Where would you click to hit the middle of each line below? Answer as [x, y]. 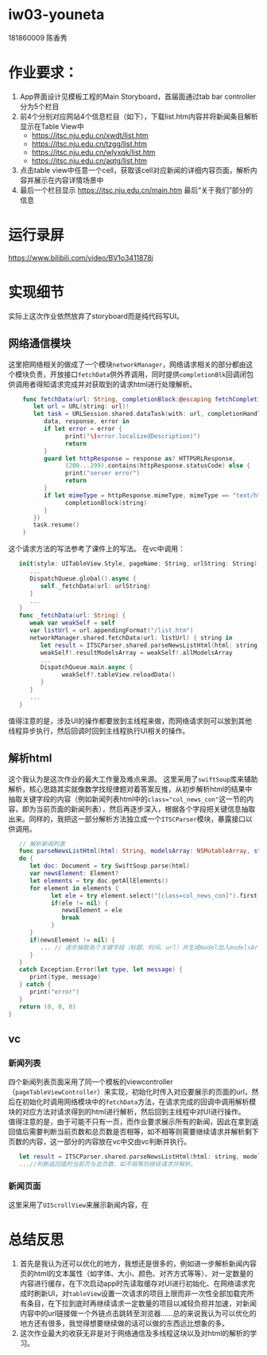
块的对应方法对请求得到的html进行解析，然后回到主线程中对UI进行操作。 [127, 1112]
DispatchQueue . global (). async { [83, 578]
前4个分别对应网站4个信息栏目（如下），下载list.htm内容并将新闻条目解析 [139, 116]
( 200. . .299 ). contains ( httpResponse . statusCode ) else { [157, 466]
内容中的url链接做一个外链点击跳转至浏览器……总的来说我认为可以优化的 [138, 1314]
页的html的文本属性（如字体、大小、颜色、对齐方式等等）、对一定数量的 [137, 1274]
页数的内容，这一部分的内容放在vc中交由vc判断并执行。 [100, 1142]
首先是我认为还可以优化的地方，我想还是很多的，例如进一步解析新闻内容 [138, 1263]
